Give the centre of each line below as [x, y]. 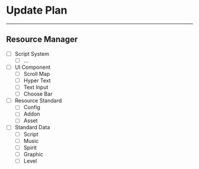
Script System [32, 53]
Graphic [33, 154]
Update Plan [37, 10]
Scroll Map [37, 74]
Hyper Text [37, 80]
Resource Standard [38, 101]
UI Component [33, 67]
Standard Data [32, 127]
